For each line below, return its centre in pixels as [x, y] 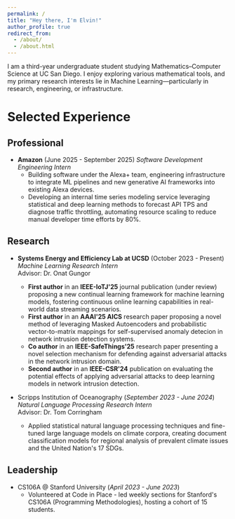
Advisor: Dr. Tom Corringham [60, 412]
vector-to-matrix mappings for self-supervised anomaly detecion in [125, 331]
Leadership [33, 470]
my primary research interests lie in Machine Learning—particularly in [108, 81]
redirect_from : [29, 33]
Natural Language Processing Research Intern [85, 405]
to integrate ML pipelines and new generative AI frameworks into [121, 182]
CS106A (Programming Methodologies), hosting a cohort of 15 [118, 501]
